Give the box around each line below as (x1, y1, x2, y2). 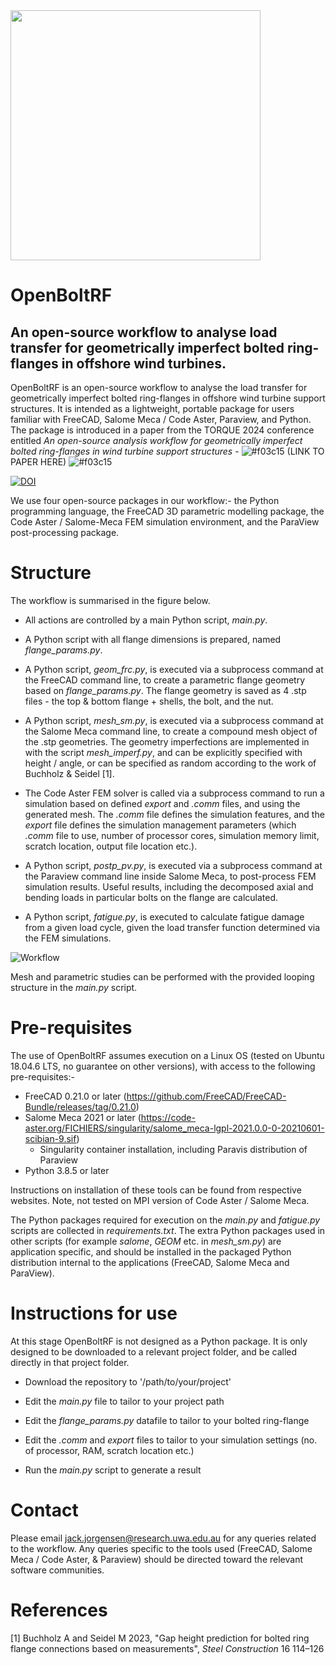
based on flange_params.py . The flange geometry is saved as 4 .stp (24, 684, 307, 696)
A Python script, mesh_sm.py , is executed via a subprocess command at (24, 714, 324, 726)
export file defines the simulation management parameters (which (24, 819, 297, 831)
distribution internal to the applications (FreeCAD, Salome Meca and (10, 1256, 290, 1268)
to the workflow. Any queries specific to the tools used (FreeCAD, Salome (10, 1542, 313, 1554)
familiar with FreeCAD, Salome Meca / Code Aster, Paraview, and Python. (10, 414, 312, 425)
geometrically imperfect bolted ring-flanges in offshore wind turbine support (10, 392, 326, 404)
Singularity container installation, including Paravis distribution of (39, 1143, 308, 1155)
